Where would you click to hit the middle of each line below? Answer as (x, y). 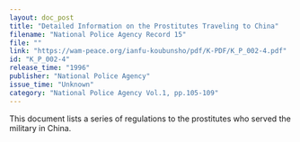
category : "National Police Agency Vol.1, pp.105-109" (114, 93)
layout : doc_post (42, 18)
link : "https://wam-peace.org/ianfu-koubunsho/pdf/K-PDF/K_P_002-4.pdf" (148, 51)
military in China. (40, 128)
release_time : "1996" (50, 68)
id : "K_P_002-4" (40, 59)
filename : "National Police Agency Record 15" (98, 34)
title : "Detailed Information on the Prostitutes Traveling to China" (144, 26)
